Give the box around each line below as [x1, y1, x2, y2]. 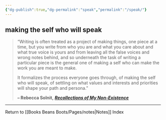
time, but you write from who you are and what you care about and [17, 44, 154, 50]
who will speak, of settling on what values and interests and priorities [17, 80, 158, 86]
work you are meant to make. [17, 65, 77, 71]
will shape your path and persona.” [17, 85, 88, 91]
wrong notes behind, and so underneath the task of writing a [17, 55, 141, 60]
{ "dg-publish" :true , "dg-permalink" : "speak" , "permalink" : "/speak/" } [5, 7, 147, 12]
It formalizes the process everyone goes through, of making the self [17, 75, 156, 81]
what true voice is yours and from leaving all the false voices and [17, 49, 150, 55]
